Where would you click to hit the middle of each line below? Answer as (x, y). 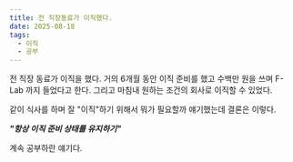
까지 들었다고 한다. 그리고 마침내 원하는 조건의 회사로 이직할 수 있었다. (149, 90)
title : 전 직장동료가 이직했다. (61, 18)
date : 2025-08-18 (42, 26)
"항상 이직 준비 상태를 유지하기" (66, 129)
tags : (20, 35)
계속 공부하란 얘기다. (46, 148)
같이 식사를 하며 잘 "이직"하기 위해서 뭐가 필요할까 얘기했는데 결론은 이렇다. (143, 109)
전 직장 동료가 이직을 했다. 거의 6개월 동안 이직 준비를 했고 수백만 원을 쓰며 (141, 79)
